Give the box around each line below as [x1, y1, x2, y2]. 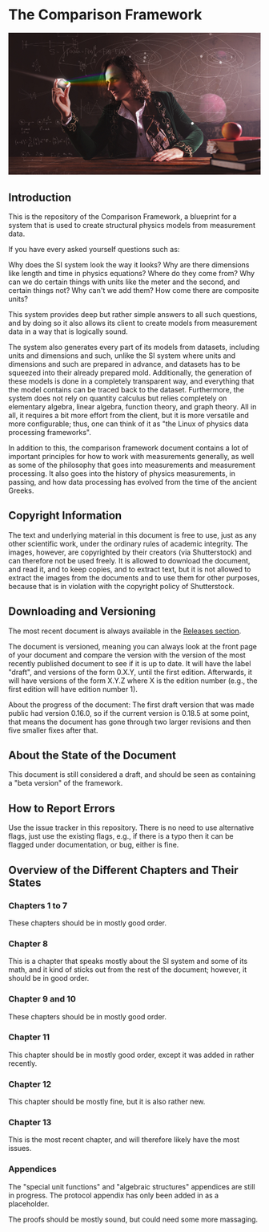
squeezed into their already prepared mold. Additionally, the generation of [8, 368, 252, 377]
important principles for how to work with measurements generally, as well [8, 451, 255, 461]
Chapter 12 [8, 1078, 52, 1089]
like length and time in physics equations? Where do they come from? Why [8, 268, 255, 278]
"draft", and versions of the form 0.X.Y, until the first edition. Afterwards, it [8, 667, 252, 677]
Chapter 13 [8, 1117, 52, 1128]
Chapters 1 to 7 [8, 900, 68, 911]
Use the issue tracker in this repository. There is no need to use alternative [8, 823, 255, 832]
